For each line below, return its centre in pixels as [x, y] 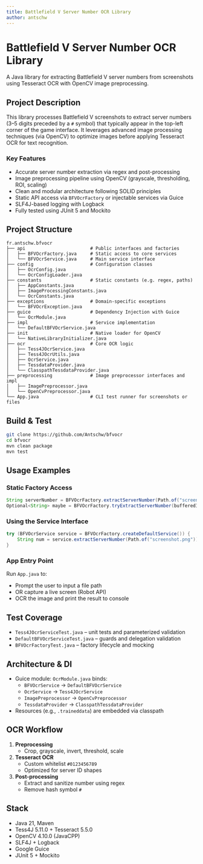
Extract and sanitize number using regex [74, 783]
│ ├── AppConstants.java [40, 286]
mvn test [17, 452]
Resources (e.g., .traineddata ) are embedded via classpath [89, 711]
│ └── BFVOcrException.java [44, 307]
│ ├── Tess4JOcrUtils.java [43, 355]
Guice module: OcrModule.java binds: [61, 678]
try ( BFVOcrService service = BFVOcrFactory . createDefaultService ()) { [98, 534]
